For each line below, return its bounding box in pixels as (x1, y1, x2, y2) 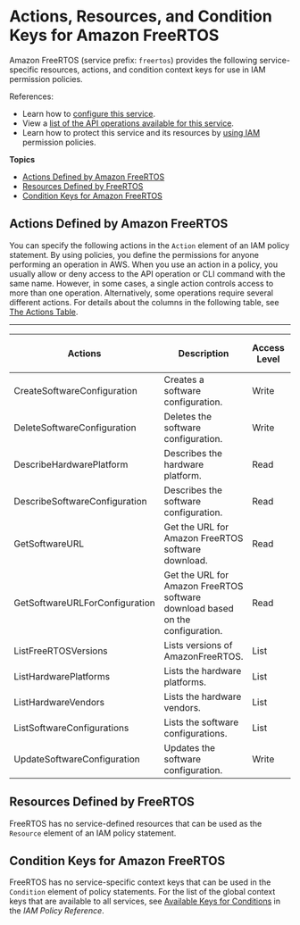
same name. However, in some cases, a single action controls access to (9, 278, 274, 288)
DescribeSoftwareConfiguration (13, 495, 147, 507)
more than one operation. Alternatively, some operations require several (9, 287, 274, 298)
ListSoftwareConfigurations (13, 721, 129, 734)
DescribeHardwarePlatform (13, 458, 129, 471)
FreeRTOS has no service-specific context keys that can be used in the (9, 877, 271, 887)
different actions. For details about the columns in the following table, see (9, 296, 279, 307)
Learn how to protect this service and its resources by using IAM (21, 127, 261, 137)
